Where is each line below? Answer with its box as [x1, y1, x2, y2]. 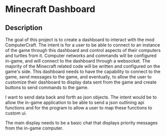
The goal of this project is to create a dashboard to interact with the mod [5, 36, 155, 42]
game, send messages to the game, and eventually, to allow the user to [5, 74, 152, 79]
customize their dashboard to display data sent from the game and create [5, 79, 156, 85]
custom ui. [5, 110, 27, 116]
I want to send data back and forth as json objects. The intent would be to [5, 94, 157, 100]
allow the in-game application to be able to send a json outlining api [5, 99, 144, 105]
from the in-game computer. [5, 125, 63, 131]
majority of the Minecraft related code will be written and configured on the [5, 63, 160, 69]
